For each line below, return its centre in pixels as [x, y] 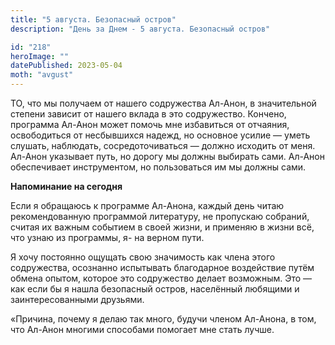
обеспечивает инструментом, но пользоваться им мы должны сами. [158, 167]
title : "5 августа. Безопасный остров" [93, 19]
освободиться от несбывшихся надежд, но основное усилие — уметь [160, 135]
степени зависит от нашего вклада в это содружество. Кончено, [148, 114]
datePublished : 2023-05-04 [66, 66]
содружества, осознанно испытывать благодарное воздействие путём [162, 267]
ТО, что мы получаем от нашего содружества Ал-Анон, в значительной [163, 103]
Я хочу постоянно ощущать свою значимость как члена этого [143, 257]
